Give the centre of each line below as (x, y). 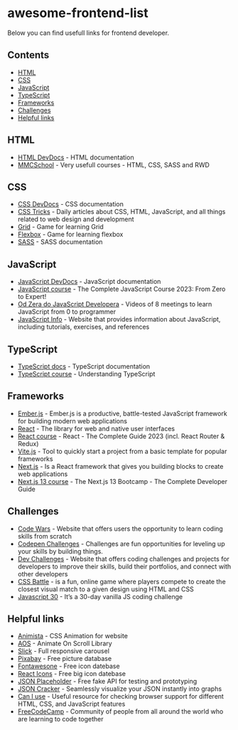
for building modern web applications (72, 420)
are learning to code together (61, 719)
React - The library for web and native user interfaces (96, 428)
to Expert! (32, 297)
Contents (28, 55)
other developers (43, 573)
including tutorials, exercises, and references (83, 327)
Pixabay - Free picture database (65, 659)
